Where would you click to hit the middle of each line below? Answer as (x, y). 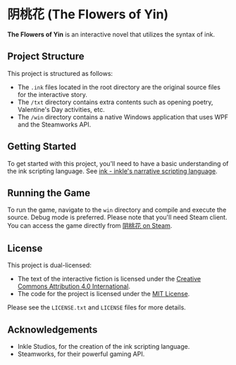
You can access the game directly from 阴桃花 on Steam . (90, 226)
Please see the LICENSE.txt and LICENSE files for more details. (97, 307)
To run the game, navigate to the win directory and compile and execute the (117, 210)
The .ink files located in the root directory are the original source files (119, 87)
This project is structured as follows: (60, 73)
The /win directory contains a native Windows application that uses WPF (123, 117)
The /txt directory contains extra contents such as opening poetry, (115, 102)
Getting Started (42, 147)
